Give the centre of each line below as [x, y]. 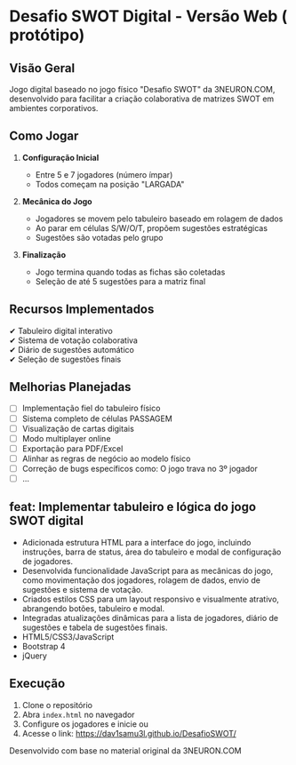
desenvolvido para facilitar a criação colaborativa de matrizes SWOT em [142, 99]
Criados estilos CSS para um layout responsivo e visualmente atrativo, [151, 599]
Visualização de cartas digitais [78, 428]
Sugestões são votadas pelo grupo [99, 237]
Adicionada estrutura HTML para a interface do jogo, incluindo [136, 542]
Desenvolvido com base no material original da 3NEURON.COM [125, 750]
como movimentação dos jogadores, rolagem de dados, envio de [141, 580]
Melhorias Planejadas [70, 387]
